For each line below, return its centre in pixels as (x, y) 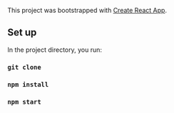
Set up (22, 32)
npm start (24, 102)
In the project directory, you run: (55, 50)
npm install (28, 84)
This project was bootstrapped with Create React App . (87, 10)
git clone (24, 67)
